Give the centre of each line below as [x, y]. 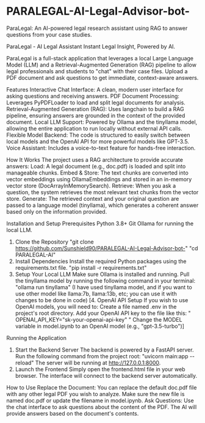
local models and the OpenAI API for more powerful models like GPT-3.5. [98, 141]
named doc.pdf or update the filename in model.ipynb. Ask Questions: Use [100, 400]
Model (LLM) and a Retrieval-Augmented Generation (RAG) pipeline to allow [102, 65]
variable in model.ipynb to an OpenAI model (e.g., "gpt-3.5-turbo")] [100, 326]
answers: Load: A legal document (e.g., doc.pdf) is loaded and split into [96, 166]
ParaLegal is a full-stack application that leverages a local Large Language [100, 58]
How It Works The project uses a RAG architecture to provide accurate [95, 159]
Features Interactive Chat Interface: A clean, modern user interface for [95, 89]
